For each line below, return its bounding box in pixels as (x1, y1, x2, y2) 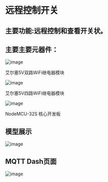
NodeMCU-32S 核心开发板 (5, 111, 61, 117)
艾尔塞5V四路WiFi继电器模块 (5, 90, 65, 97)
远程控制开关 (5, 5, 59, 16)
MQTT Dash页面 (5, 157, 57, 166)
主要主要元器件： (5, 45, 59, 54)
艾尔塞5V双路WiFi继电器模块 (5, 70, 65, 76)
